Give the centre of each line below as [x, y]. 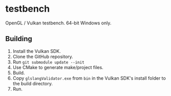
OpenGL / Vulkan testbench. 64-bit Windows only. [58, 23]
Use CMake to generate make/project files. [58, 67]
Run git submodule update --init [48, 62]
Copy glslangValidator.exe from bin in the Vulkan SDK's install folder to [89, 78]
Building [19, 39]
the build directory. [33, 83]
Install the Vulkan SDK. [37, 51]
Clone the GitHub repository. [43, 56]
